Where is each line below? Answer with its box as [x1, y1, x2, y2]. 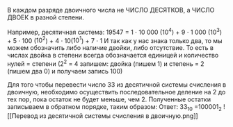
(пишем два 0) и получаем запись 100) [7, 67, 123, 75]
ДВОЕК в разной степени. [7, 13, 85, 22]
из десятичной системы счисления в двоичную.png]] [39, 111, 198, 120]
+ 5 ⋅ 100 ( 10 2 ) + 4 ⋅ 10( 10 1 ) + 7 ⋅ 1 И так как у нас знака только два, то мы [7, 35, 223, 44]
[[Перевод [7, 111, 38, 120]
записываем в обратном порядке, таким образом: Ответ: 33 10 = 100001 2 [7, 102, 223, 112]
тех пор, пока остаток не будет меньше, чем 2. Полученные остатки [7, 95, 211, 103]
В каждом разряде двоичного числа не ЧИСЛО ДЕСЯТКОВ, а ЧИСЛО [7, 6, 215, 14]
